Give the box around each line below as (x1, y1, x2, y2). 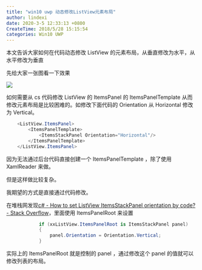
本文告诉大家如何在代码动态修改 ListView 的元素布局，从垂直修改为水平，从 (6, 49, 195, 56)
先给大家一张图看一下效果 (6, 69, 70, 76)
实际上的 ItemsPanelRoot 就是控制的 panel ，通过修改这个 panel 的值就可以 (6, 250, 194, 257)
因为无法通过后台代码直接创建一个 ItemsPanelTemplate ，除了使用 (6, 155, 172, 163)
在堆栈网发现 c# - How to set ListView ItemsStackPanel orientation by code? (6, 201, 196, 209)
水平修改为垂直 (6, 56, 44, 64)
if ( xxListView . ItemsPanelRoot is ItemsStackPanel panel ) (38, 221, 189, 228)
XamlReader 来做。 (6, 163, 55, 170)
